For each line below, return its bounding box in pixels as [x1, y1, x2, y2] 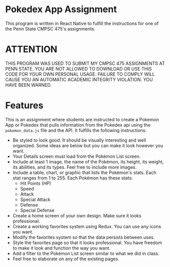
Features [5, 100, 44, 111]
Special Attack [20, 196, 51, 203]
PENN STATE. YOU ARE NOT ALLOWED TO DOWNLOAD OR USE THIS [5, 65, 152, 72]
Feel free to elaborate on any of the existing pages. [12, 255, 120, 262]
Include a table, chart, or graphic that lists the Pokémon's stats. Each [12, 169, 156, 176]
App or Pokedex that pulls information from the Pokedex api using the [5, 122, 151, 128]
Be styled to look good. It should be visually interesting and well [12, 137, 146, 143]
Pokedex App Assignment [5, 4, 117, 15]
